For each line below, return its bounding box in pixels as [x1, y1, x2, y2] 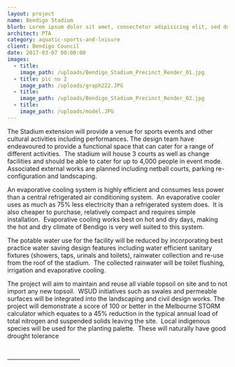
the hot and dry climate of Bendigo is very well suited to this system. [7, 222, 205, 231]
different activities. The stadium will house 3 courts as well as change [7, 149, 210, 158]
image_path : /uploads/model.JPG [20, 108, 114, 115]
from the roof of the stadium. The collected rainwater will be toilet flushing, [7, 258, 225, 267]
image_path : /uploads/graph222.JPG [20, 82, 124, 89]
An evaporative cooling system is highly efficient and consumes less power [7, 185, 225, 193]
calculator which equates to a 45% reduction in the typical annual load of [7, 309, 218, 317]
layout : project [7, 10, 55, 18]
